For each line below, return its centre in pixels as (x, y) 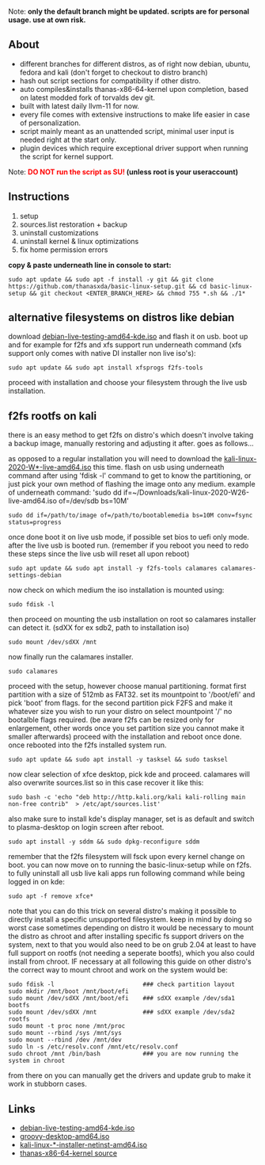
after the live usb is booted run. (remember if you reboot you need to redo (129, 545)
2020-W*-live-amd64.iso (50, 468)
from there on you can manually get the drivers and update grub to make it (130, 1075)
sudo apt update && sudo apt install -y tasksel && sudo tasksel (118, 760)
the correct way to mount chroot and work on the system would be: (118, 970)
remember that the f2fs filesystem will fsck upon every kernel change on (127, 857)
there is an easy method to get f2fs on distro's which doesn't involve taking (131, 435)
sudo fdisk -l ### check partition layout (122, 985)
